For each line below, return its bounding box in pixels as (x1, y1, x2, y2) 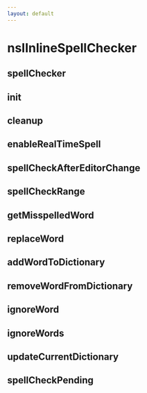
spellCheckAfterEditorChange (7, 162, 141, 174)
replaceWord (7, 233, 64, 244)
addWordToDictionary (7, 256, 105, 268)
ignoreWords (7, 327, 64, 339)
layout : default (7, 10, 54, 17)
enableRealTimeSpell (7, 138, 101, 150)
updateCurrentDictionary (7, 351, 119, 362)
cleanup (7, 115, 44, 126)
